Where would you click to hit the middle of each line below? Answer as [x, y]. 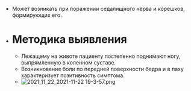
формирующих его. [37, 15]
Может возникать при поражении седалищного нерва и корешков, [98, 9]
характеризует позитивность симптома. [73, 75]
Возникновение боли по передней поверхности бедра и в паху [102, 69]
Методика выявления [70, 39]
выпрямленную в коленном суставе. [68, 62]
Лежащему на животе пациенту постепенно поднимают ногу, [101, 56]
